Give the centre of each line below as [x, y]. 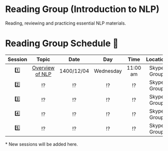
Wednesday [108, 71]
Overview [43, 68]
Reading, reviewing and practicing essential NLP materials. [66, 23]
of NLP [43, 74]
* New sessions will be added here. [42, 144]
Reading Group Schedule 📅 [62, 43]
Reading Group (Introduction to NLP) [82, 9]
